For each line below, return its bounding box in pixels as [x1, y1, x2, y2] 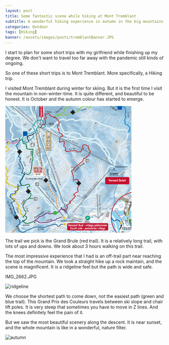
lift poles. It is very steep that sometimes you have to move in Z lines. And [5, 304, 158, 310]
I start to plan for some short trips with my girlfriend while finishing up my [5, 50, 158, 55]
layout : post [5, 8, 33, 13]
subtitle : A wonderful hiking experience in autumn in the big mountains [5, 19, 164, 24]
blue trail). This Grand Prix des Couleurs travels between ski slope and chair [5, 299, 163, 304]
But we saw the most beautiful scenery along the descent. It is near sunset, [5, 319, 162, 325]
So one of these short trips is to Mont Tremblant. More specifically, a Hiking [5, 70, 162, 76]
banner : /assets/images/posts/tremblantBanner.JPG [5, 35, 114, 40]
